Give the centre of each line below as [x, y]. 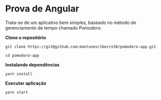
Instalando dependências [32, 64]
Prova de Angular [42, 9]
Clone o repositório [26, 37]
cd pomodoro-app [22, 55]
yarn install [19, 74]
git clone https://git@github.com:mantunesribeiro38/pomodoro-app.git [81, 46]
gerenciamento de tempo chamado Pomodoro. [54, 27]
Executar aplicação [26, 83]
